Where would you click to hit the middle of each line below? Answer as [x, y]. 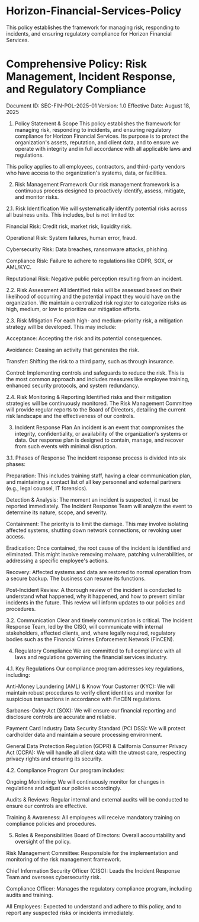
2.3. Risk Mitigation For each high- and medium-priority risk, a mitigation [95, 320]
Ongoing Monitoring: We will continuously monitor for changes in [85, 781]
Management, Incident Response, [91, 77]
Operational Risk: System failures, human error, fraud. [72, 237]
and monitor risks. [37, 197]
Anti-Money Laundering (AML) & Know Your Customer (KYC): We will [90, 686]
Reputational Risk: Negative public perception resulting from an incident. [94, 278]
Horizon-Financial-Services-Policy [94, 11]
